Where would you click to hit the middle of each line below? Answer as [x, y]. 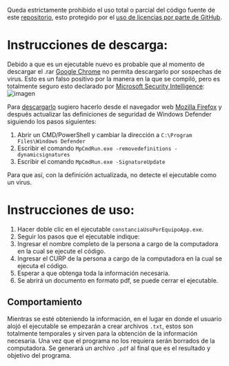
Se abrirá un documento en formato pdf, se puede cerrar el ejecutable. [118, 280]
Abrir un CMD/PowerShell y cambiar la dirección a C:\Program [104, 134]
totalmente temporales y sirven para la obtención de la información [102, 333]
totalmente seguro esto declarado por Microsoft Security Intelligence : [106, 86]
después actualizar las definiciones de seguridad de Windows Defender [109, 114]
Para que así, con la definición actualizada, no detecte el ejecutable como [112, 174]
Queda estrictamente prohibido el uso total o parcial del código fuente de [111, 10]
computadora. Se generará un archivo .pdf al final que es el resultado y [109, 348]
